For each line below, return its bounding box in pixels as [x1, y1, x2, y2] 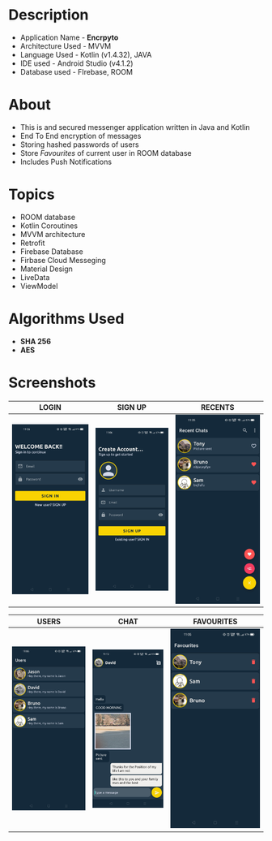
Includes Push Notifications [19, 157, 112, 166]
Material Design [19, 264, 73, 274]
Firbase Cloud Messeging [19, 255, 107, 265]
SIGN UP [117, 403, 147, 412]
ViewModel [19, 281, 58, 291]
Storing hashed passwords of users [19, 140, 139, 149]
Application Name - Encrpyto [19, 32, 119, 42]
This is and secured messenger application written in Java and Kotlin [19, 122, 250, 132]
